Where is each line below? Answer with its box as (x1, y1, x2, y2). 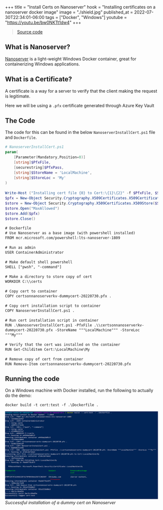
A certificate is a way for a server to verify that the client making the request (5, 88, 158, 94)
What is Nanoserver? (5, 43, 70, 51)
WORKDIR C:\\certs (5, 279, 42, 284)
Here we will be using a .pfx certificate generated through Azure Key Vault (5, 102, 154, 108)
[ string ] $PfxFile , (14, 160, 51, 165)
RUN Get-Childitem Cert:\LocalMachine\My (5, 347, 90, 352)
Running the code (5, 375, 60, 383)
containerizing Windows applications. (5, 61, 80, 67)
